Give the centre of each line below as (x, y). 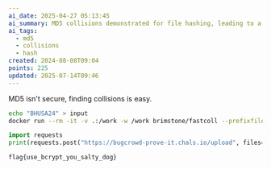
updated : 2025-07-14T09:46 (54, 76)
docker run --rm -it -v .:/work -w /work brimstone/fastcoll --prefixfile (137, 121)
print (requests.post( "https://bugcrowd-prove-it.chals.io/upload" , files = (137, 143)
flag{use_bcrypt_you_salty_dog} (63, 158)
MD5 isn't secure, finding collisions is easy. (80, 98)
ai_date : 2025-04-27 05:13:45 (59, 16)
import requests (35, 135)
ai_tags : (23, 31)
